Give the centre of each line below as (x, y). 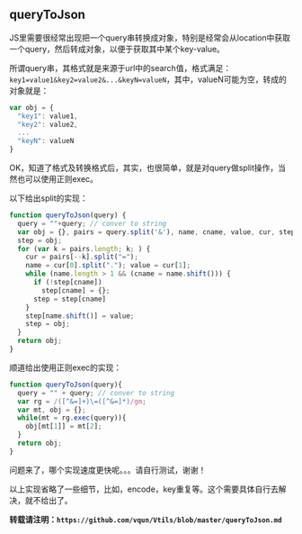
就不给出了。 (49, 500)
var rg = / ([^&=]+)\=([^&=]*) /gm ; (82, 401)
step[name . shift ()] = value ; (80, 316)
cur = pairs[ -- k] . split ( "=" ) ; (82, 257)
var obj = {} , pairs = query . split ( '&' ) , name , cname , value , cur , (147, 232)
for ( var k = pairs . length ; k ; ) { (84, 249)
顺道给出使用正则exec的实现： (66, 367)
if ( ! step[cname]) (67, 283)
